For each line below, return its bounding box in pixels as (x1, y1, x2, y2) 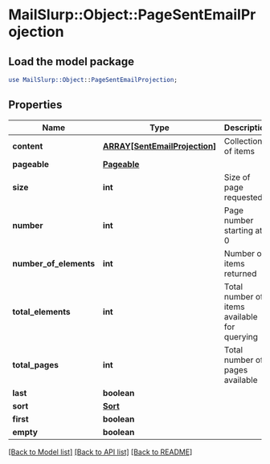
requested (223, 191, 263, 202)
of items (223, 145, 256, 157)
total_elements (12, 306, 71, 317)
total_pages (12, 359, 59, 370)
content (12, 140, 43, 152)
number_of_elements (12, 258, 96, 269)
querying (223, 331, 259, 342)
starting (223, 225, 253, 236)
